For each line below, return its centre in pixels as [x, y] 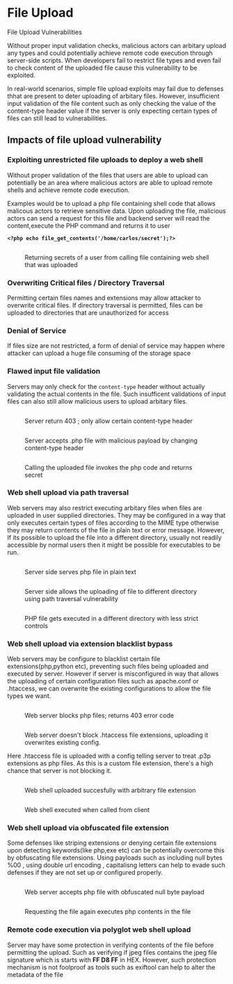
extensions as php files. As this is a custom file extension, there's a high [110, 763]
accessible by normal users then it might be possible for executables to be [114, 545]
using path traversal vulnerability [71, 598]
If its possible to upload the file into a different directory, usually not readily [114, 537]
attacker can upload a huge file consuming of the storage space [99, 354]
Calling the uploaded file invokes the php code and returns [109, 467]
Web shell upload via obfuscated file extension [88, 828]
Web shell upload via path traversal [68, 493]
